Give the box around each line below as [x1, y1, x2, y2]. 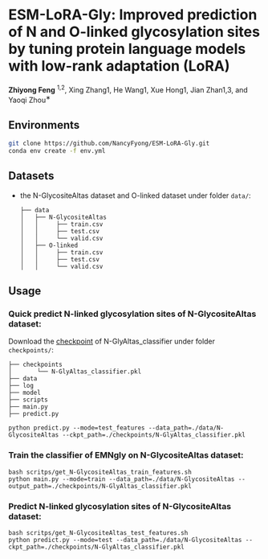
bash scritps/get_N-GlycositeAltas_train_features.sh [8, 468, 193, 476]
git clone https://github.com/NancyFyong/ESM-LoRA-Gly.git [8, 139, 210, 148]
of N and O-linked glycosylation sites [8, 23, 261, 41]
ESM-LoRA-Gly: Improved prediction [8, 6, 258, 24]
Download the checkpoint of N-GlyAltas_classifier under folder [8, 336, 215, 347]
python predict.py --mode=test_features [8, 424, 146, 432]
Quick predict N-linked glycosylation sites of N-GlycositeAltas [8, 308, 257, 319]
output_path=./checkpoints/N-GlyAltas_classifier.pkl [8, 482, 193, 490]
